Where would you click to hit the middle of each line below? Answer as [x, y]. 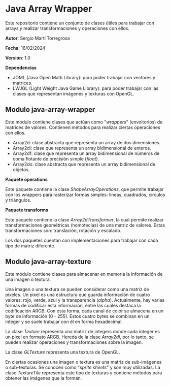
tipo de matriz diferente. [30, 246]
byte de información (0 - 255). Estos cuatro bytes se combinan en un [77, 316]
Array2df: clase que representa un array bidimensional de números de [86, 153]
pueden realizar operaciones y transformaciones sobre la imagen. [74, 342]
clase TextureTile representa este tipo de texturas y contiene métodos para [84, 373]
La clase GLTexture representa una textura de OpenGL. [63, 352]
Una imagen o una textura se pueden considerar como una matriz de [77, 289]
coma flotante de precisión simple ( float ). [56, 158]
